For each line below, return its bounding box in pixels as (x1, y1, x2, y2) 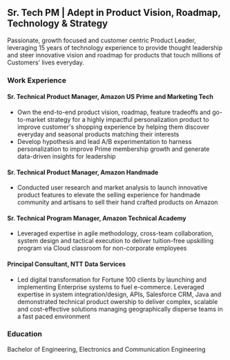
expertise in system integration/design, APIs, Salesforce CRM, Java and (17, 290, 222, 298)
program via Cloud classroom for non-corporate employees (17, 244, 187, 253)
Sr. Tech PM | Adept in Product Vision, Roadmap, (7, 7, 221, 19)
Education (7, 330, 43, 339)
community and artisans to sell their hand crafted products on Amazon (17, 198, 218, 206)
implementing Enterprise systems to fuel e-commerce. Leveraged (17, 282, 205, 291)
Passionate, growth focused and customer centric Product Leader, (7, 36, 197, 44)
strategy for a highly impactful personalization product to (47, 115, 209, 123)
